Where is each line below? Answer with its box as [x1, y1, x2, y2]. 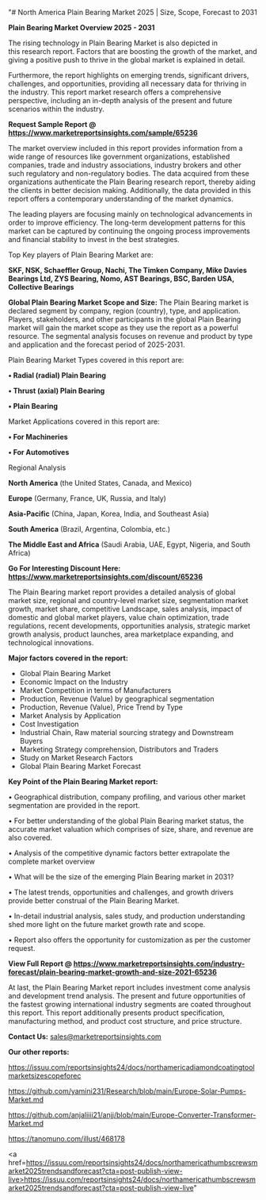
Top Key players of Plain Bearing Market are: [8, 250, 154, 260]
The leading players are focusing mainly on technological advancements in [8, 210, 253, 218]
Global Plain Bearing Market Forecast [19, 762, 141, 771]
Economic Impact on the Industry [19, 677, 128, 687]
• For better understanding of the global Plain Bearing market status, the [8, 816, 244, 825]
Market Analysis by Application [19, 711, 121, 720]
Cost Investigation [19, 719, 79, 729]
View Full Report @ [8, 959, 73, 968]
